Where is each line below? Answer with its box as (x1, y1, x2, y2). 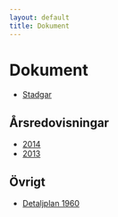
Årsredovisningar (9, 115, 110, 130)
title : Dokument (9, 21, 70, 30)
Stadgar (21, 89, 52, 100)
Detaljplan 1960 (21, 198, 80, 209)
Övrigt (9, 174, 46, 189)
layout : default (9, 13, 70, 22)
